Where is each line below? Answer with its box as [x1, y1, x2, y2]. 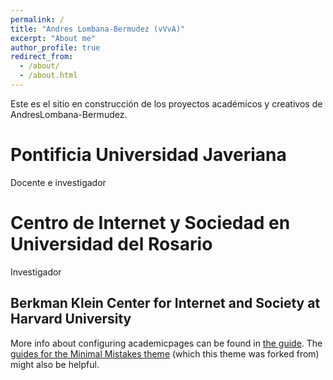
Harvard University [10, 311, 132, 328]
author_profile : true [10, 42, 101, 53]
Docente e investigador [10, 176, 107, 188]
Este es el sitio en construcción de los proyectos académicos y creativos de [10, 97, 323, 110]
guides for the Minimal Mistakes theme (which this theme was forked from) [10, 347, 320, 360]
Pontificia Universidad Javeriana [10, 144, 287, 166]
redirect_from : [10, 52, 74, 62]
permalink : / [10, 14, 65, 25]
